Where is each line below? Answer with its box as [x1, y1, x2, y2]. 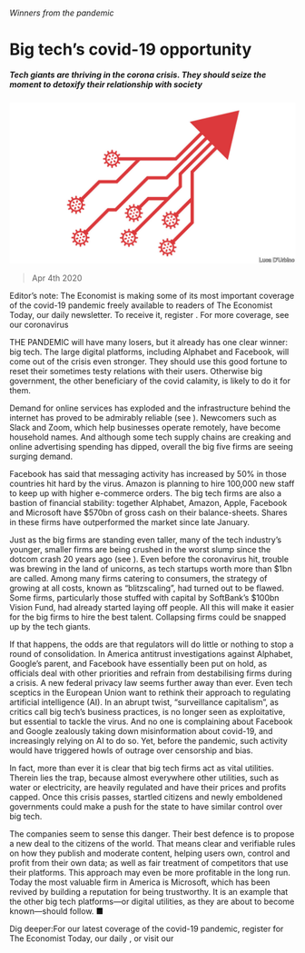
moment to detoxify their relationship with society [9, 79, 202, 90]
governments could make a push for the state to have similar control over [9, 801, 283, 812]
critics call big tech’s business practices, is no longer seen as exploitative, [9, 707, 286, 718]
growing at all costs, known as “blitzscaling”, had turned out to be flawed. [9, 582, 284, 594]
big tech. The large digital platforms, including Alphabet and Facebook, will [9, 346, 290, 358]
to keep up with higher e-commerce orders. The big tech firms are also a [9, 488, 282, 499]
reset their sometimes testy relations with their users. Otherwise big [9, 366, 263, 377]
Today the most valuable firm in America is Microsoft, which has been [9, 877, 271, 888]
